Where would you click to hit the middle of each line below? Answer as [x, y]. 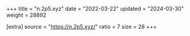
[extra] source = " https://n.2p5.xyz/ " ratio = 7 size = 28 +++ [82, 27]
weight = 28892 [26, 15]
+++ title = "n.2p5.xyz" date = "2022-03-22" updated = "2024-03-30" [95, 9]
